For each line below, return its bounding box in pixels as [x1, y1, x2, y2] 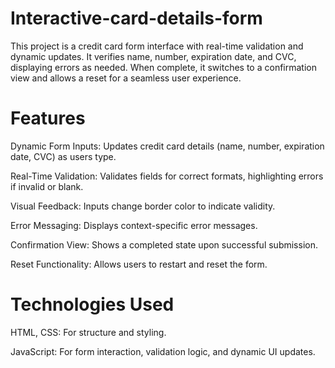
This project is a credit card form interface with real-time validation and [10, 40, 304, 52]
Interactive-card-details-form [10, 7, 263, 30]
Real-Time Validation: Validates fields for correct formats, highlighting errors [10, 170, 324, 182]
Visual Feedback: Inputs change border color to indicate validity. [10, 200, 276, 212]
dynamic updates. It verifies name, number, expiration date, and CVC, [10, 50, 297, 62]
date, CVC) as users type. [10, 150, 117, 162]
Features [10, 107, 86, 130]
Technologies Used [10, 293, 175, 316]
